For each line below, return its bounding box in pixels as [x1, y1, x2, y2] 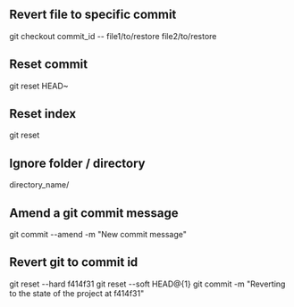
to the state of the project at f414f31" [9, 287, 145, 298]
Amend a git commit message [9, 205, 179, 220]
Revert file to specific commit [9, 7, 177, 22]
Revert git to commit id [9, 254, 139, 270]
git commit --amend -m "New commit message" [9, 229, 188, 240]
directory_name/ [9, 179, 70, 190]
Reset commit [9, 57, 88, 72]
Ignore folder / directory [9, 155, 146, 170]
